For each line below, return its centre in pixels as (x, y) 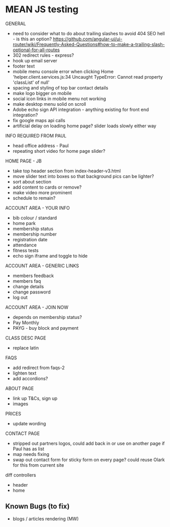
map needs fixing (31, 454)
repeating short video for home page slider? (59, 151)
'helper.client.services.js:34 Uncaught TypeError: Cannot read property (88, 77)
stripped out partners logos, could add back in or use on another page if (89, 443)
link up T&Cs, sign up (35, 398)
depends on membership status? (47, 317)
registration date (30, 239)
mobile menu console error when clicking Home (63, 71)
